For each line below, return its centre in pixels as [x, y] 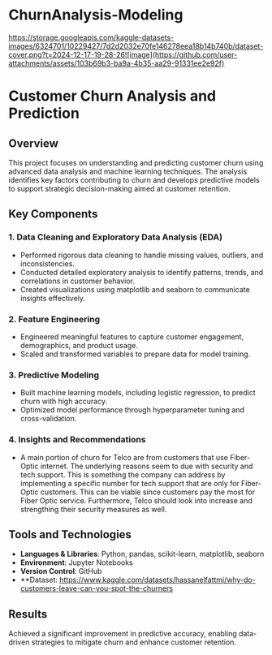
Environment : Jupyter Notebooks [77, 562]
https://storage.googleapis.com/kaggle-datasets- [91, 37]
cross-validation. [48, 419]
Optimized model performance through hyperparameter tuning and [132, 410]
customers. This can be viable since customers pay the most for [148, 492]
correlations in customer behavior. [78, 281]
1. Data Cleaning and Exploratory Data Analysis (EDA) [116, 237]
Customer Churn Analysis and [112, 96]
